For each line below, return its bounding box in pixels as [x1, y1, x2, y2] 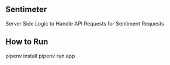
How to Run [5, 37, 48, 47]
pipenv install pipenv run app [5, 52, 75, 59]
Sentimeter [5, 5, 47, 15]
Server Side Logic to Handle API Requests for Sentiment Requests [5, 20, 164, 27]
